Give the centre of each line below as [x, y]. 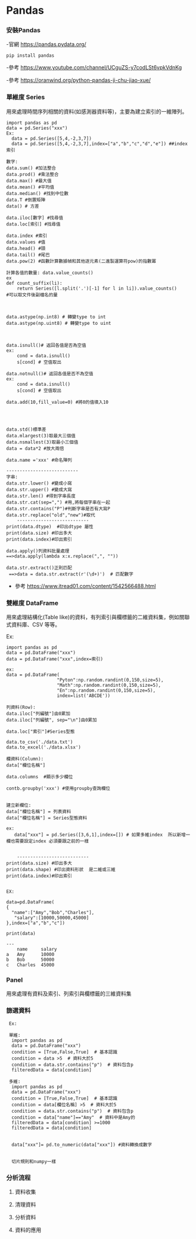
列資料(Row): [21, 707]
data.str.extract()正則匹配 [39, 568]
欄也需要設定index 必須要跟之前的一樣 [48, 841]
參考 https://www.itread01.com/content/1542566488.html [85, 586]
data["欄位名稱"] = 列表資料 [39, 812]
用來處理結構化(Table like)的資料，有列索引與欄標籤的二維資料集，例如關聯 [98, 617]
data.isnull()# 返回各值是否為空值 [46, 345]
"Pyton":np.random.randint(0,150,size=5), [110, 680]
